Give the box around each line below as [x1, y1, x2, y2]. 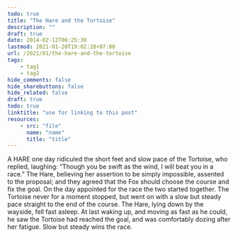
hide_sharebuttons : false [7, 83, 84, 90]
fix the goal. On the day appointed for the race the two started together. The [7, 185, 229, 193]
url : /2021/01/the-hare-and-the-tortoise [7, 50, 132, 57]
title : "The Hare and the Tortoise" [7, 17, 115, 24]
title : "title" [25, 135, 72, 142]
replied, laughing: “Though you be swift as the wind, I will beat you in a [7, 162, 214, 171]
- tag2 [20, 69, 40, 76]
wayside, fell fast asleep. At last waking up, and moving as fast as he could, [7, 208, 228, 216]
